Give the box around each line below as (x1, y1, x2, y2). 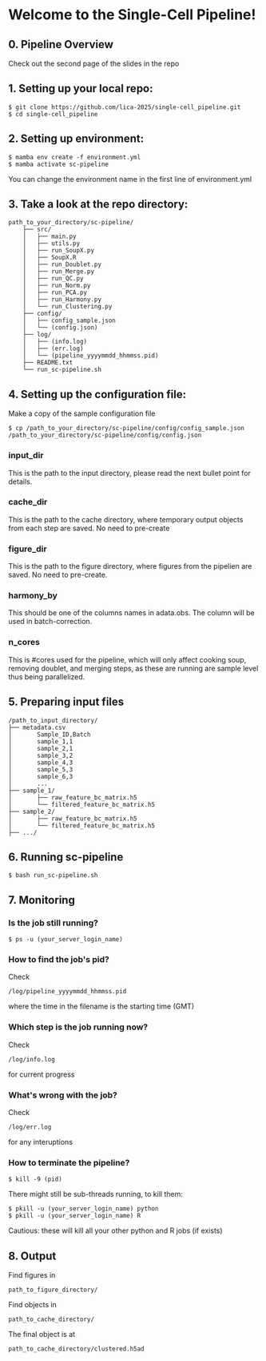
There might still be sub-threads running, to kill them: (8, 1190, 184, 1199)
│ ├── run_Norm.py (22, 282, 91, 290)
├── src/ (22, 226, 52, 234)
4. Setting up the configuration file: (8, 387, 186, 401)
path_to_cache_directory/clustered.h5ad (8, 1345, 145, 1353)
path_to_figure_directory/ (8, 1286, 98, 1295)
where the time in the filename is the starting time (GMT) (8, 1001, 195, 1011)
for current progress (8, 1069, 75, 1079)
